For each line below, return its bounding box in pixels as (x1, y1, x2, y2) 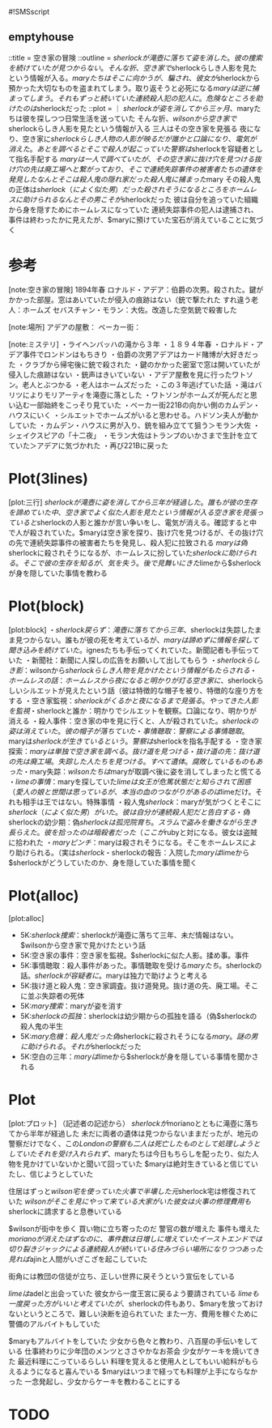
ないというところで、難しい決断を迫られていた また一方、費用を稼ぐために (8, 1308, 258, 1319)
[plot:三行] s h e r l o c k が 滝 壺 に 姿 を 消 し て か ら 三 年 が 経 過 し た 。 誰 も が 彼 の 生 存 (8, 497, 257, 507)
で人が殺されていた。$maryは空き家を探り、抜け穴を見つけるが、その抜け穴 (8, 527, 264, 537)
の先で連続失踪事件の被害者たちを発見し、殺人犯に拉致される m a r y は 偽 (8, 538, 249, 548)
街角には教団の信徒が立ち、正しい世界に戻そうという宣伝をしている (8, 1271, 236, 1281)
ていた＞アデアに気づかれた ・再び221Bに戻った (8, 441, 168, 450)
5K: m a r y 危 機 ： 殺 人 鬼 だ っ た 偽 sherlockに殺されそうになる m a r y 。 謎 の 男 (19, 1031, 258, 1041)
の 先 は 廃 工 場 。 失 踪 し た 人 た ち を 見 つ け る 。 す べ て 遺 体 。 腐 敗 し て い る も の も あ (8, 757, 263, 766)
